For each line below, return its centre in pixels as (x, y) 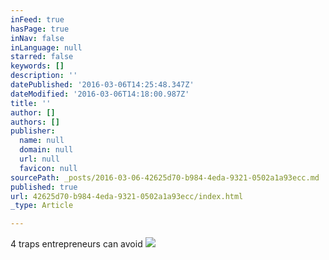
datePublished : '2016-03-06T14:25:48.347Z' (102, 85)
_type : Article (42, 206)
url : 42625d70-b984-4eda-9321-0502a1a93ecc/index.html (127, 196)
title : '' (31, 103)
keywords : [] (37, 66)
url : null (39, 159)
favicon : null (48, 168)
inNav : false (37, 38)
